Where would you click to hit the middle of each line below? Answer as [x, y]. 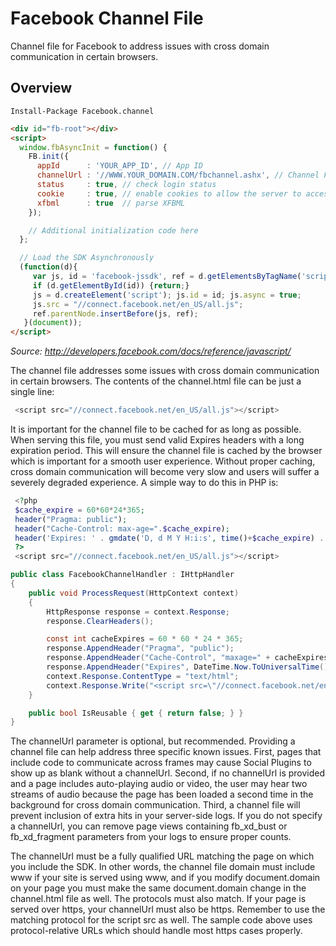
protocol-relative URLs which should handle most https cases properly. [156, 931]
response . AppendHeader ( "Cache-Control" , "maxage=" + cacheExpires [187, 658]
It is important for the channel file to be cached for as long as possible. [156, 429]
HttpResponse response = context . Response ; [138, 612]
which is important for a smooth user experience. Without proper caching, [163, 461]
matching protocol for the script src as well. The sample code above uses [161, 920]
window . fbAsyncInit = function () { [93, 147]
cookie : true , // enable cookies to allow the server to [169, 193]
